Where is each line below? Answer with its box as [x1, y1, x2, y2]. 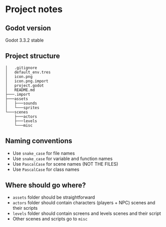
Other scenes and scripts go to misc [12, 216, 88, 222]
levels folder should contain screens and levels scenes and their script [12, 210, 161, 216]
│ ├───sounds [5, 100, 37, 106]
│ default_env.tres [5, 69, 51, 74]
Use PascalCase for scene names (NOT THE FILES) [12, 161, 118, 167]
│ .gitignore [5, 65, 37, 70]
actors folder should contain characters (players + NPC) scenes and [12, 200, 155, 206]
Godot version [5, 24, 52, 32]
